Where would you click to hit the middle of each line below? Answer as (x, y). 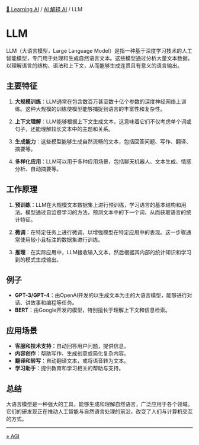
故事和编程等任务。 (54, 303)
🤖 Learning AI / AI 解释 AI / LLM (44, 9)
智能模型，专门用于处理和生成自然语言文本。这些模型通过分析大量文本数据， (99, 58)
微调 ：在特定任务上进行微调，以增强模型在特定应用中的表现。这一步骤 (100, 232)
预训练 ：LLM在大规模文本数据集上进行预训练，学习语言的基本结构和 (98, 204)
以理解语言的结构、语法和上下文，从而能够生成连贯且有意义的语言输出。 (94, 65)
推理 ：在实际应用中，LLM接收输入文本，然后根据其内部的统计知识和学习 (103, 252)
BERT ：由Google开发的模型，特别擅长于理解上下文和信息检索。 (92, 310)
